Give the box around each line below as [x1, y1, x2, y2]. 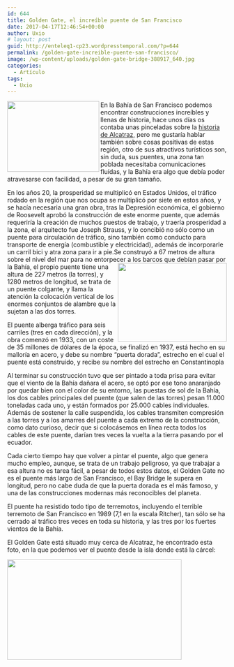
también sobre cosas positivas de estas [100, 138, 214, 147]
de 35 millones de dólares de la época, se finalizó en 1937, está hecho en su [7, 343, 225, 351]
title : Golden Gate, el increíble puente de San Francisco [7, 17, 182, 24]
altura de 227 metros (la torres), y [7, 270, 104, 279]
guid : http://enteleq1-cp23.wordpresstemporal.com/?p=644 [7, 43, 179, 50]
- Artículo [13, 68, 45, 75]
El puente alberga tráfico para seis [7, 321, 106, 329]
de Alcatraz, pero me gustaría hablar [100, 131, 205, 139]
